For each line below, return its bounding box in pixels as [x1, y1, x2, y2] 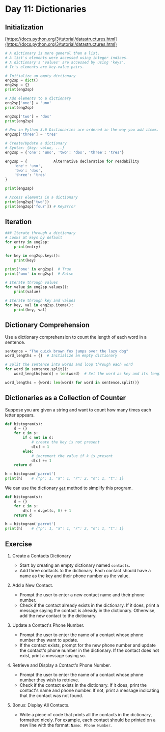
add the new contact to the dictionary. [19, 613, 97, 618]
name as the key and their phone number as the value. [19, 573, 130, 579]
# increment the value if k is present [31, 453, 113, 458]
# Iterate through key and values [5, 298, 76, 303]
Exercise [5, 540, 32, 548]
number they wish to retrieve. [19, 677, 80, 683]
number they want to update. [19, 637, 79, 643]
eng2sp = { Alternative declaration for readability [5, 159, 139, 164]
